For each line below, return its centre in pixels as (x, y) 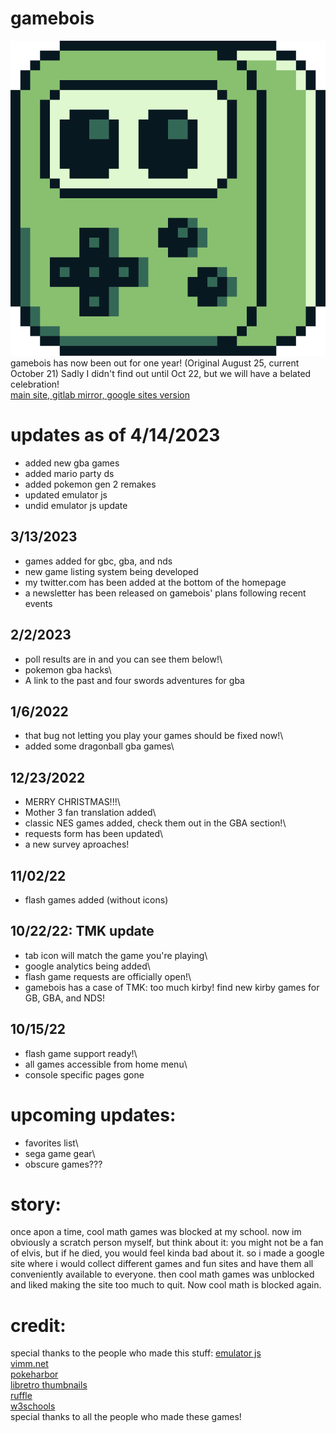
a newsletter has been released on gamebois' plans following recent (165, 593)
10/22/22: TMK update (82, 931)
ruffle (21, 1396)
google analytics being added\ (87, 966)
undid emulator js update (76, 505)
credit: (38, 1325)
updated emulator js (66, 494)
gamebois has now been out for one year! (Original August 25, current (155, 363)
